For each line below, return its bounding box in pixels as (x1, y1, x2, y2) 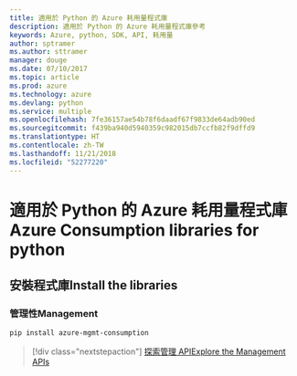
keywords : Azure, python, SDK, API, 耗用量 (9, 30, 174, 39)
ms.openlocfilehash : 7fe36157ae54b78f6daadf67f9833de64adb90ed (9, 115, 256, 124)
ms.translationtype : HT (9, 132, 101, 141)
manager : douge (9, 56, 68, 65)
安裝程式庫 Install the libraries (9, 277, 178, 293)
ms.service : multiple (9, 107, 92, 116)
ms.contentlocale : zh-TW (9, 141, 104, 150)
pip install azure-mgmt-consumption (9, 329, 149, 338)
